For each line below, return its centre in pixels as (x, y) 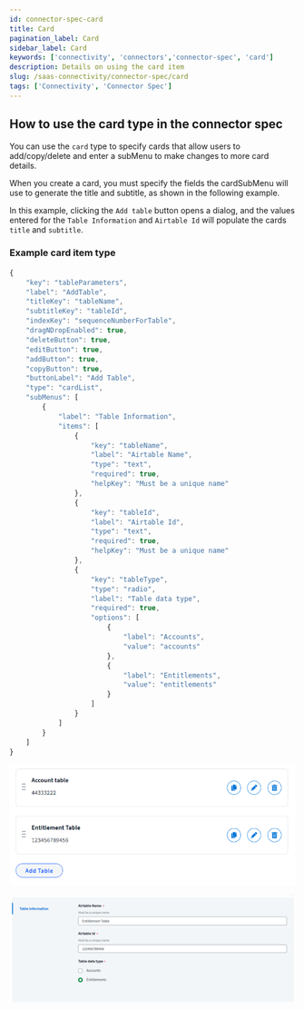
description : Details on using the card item (97, 67)
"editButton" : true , (64, 350)
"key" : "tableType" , (129, 579)
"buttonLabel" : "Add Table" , (81, 378)
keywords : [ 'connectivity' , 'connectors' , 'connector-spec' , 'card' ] (142, 58)
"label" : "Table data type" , (146, 599)
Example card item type (63, 252)
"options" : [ (115, 618)
